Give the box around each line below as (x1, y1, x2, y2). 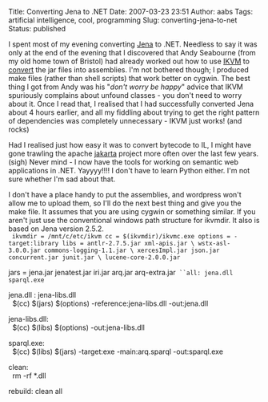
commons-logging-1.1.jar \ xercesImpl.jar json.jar (43, 246, 220, 254)
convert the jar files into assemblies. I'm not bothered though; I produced (8, 65, 250, 75)
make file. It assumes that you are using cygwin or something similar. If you (8, 207, 256, 216)
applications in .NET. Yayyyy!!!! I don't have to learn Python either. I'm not (8, 166, 250, 175)
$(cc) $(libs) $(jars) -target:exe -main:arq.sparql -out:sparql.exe (11, 347, 224, 356)
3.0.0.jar (8, 246, 42, 254)
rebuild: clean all (8, 387, 62, 396)
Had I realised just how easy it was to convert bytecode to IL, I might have (8, 140, 252, 149)
